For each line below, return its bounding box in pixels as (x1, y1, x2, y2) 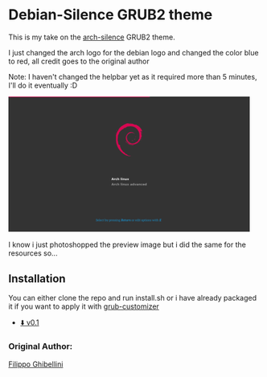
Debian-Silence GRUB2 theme (8, 6, 213, 24)
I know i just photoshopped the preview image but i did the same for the (8, 240, 247, 250)
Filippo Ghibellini (8, 359, 64, 369)
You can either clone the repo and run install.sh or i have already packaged (8, 293, 257, 303)
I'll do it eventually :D (8, 80, 78, 90)
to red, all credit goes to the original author (8, 56, 150, 66)
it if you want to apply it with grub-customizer (8, 301, 159, 311)
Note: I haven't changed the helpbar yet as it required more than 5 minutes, (8, 72, 257, 81)
